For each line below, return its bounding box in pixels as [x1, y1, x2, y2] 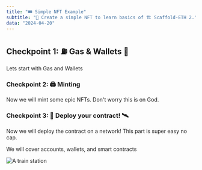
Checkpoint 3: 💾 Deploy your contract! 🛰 [6, 112, 129, 120]
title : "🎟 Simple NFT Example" [6, 8, 87, 15]
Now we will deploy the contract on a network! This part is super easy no [6, 127, 188, 135]
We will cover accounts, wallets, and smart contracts [6, 145, 137, 153]
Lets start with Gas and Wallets [6, 65, 83, 72]
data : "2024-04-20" [6, 20, 55, 26]
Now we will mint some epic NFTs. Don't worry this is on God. [6, 96, 159, 103]
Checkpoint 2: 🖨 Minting [6, 80, 81, 89]
